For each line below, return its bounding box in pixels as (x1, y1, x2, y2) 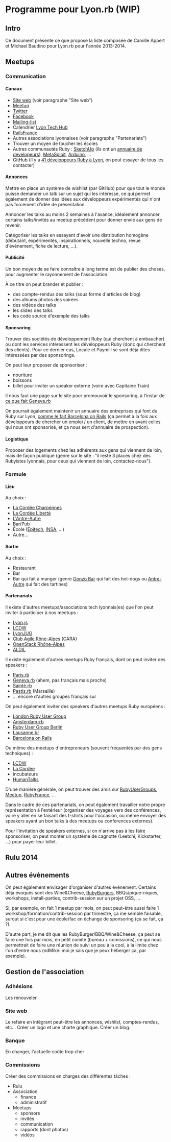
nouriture (12, 372, 32, 378)
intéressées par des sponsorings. (5, 352, 76, 358)
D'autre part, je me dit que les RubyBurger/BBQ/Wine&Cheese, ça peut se (5, 931, 161, 937)
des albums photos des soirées (12, 296, 79, 302)
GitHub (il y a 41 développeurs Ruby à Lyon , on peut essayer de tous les (12, 157, 164, 163)
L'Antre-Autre (12, 516, 41, 522)
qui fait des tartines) (25, 581, 68, 587)
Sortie (5, 544, 19, 550)
